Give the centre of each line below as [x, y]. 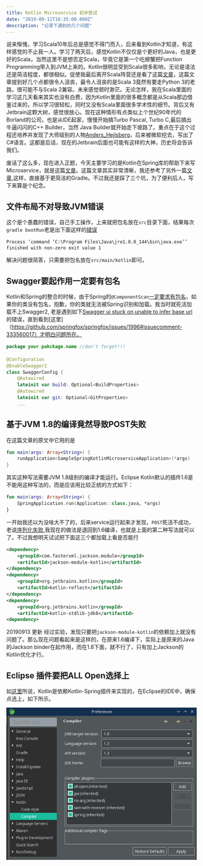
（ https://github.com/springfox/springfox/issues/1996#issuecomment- [94, 327]
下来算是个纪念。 [27, 186]
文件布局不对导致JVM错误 [55, 207]
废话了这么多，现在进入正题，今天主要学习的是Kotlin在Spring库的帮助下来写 [101, 163]
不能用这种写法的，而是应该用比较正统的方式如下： [70, 485]
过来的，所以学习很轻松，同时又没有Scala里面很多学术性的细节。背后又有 [103, 105]
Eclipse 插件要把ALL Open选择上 [68, 675]
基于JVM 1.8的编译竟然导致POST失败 [76, 424]
